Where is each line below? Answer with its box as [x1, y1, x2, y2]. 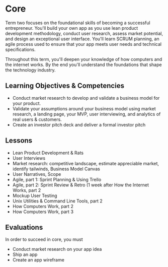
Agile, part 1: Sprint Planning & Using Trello [12, 176, 102, 182]
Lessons [5, 137, 33, 145]
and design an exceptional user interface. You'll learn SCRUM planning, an [5, 36, 159, 42]
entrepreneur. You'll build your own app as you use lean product [5, 25, 138, 31]
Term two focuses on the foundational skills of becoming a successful [5, 20, 150, 26]
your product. [12, 100, 41, 106]
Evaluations [5, 223, 43, 232]
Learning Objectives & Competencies [5, 82, 125, 90]
